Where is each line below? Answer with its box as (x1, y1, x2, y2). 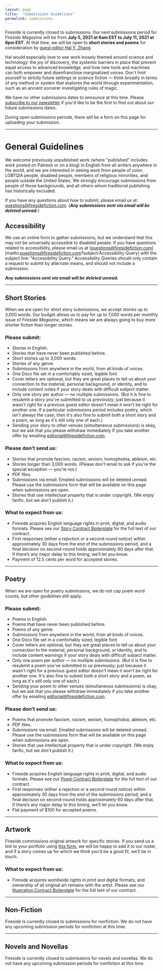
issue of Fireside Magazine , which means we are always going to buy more (5, 316, 156, 323)
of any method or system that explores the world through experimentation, (5, 80, 154, 86)
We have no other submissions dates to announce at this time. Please (5, 95, 144, 100)
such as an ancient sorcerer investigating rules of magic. (5, 85, 118, 91)
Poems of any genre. (12, 626, 54, 632)
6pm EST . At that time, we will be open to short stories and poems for (5, 40, 146, 46)
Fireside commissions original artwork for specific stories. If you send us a (5, 838, 154, 844)
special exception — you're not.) (12, 466, 77, 472)
